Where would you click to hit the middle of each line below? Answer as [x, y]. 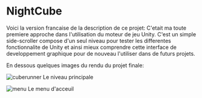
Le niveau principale [68, 77]
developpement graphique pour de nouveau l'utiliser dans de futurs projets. [101, 53]
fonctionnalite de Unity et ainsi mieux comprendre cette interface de [92, 47]
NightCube [34, 11]
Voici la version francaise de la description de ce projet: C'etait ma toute [96, 28]
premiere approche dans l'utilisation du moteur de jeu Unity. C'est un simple [101, 34]
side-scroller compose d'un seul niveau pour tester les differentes [89, 41]
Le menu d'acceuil [51, 88]
